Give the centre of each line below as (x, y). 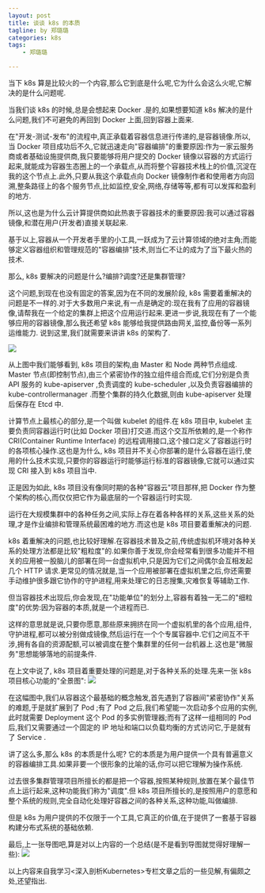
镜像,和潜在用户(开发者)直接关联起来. (68, 222)
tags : (17, 45)
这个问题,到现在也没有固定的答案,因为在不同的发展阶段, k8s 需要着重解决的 (130, 293)
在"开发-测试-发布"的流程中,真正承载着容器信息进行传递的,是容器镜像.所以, (130, 136)
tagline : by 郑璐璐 (38, 30)
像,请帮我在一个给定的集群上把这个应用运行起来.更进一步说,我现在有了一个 (129, 313)
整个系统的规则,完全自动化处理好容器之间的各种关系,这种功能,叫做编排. (123, 801)
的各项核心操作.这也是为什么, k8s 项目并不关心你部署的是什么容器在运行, (127, 450)
